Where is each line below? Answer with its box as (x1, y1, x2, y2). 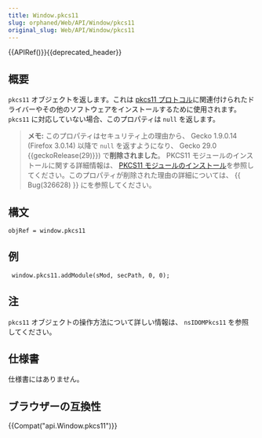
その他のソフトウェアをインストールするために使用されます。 (42, 105, 242, 114)
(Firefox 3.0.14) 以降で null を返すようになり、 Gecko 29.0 (27, 141, 217, 150)
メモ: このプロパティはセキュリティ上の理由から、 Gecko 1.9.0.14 (27, 131, 238, 141)
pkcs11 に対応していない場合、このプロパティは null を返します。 (8, 115, 220, 124)
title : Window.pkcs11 (8, 11, 79, 20)
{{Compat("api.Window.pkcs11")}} (8, 421, 118, 431)
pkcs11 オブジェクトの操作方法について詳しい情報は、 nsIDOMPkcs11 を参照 (8, 317, 249, 326)
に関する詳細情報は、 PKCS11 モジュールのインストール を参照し (48, 160, 254, 170)
